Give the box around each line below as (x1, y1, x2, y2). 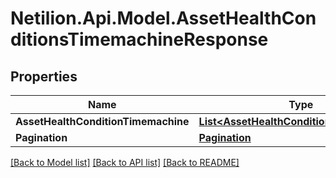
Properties (10, 68, 78, 85)
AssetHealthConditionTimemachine (15, 115, 190, 128)
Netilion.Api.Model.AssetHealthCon (10, 7, 317, 30)
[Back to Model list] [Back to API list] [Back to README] (10, 157, 240, 168)
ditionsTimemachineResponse (10, 28, 269, 51)
